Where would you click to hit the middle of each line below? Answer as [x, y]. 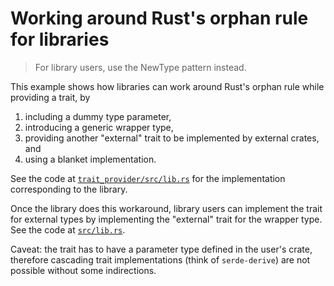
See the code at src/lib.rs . [68, 229]
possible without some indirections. [83, 270]
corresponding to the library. [69, 189]
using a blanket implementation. [90, 159]
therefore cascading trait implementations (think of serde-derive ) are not [160, 259]
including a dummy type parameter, [98, 116]
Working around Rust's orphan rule [159, 18]
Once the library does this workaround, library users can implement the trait [166, 208]
